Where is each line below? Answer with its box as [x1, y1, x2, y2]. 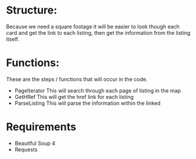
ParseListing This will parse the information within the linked [14, 100, 161, 107]
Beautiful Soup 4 [14, 140, 56, 147]
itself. [6, 35, 19, 42]
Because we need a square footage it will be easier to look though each [6, 23, 180, 30]
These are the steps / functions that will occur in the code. [6, 75, 148, 82]
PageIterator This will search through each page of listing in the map [14, 87, 181, 94]
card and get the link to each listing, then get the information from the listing [6, 29, 191, 36]
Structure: [6, 4, 58, 17]
